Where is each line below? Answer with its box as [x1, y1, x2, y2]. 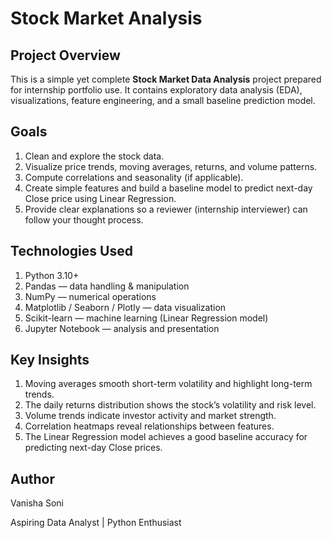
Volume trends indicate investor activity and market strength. [24, 410, 277, 422]
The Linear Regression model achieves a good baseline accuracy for [24, 431, 308, 443]
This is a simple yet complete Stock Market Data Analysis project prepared [10, 73, 322, 85]
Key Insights [10, 352, 90, 369]
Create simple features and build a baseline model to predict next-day [24, 182, 313, 194]
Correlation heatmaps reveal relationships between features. [24, 420, 275, 432]
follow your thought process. [24, 213, 144, 226]
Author [10, 470, 55, 487]
